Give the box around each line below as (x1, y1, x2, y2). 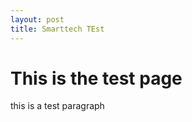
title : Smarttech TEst (10, 24, 105, 34)
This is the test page (10, 67, 183, 90)
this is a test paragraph (10, 100, 105, 112)
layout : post (10, 14, 65, 25)
